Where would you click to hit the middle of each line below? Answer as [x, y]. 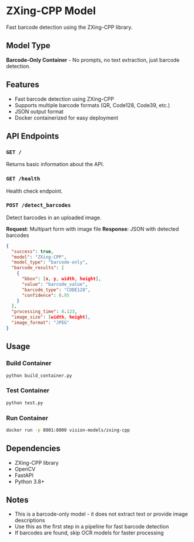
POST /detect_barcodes [39, 205]
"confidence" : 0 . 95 [45, 295]
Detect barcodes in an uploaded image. [54, 217]
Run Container [27, 418]
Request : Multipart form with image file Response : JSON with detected [93, 229]
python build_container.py [39, 375]
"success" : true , [33, 252]
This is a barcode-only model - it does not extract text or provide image [101, 514]
